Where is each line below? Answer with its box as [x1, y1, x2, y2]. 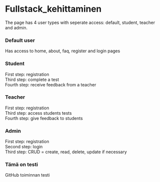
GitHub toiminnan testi [5, 172, 50, 178]
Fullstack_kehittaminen [5, 3, 102, 15]
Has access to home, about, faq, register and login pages [5, 48, 120, 54]
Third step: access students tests [5, 110, 72, 116]
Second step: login [5, 144, 43, 150]
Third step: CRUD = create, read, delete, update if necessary [5, 149, 127, 155]
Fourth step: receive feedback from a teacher [5, 81, 97, 87]
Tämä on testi [5, 161, 38, 168]
